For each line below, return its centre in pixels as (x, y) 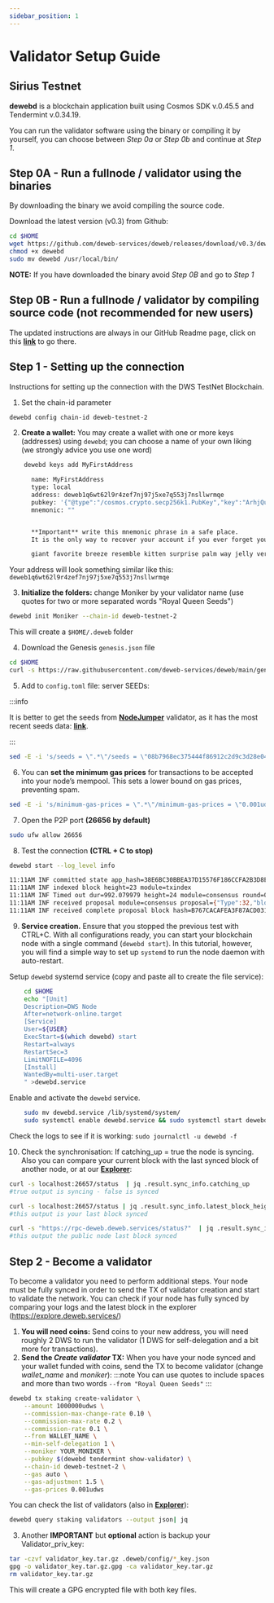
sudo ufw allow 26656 (46, 835)
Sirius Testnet (46, 86)
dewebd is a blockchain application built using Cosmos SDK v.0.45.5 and (132, 106)
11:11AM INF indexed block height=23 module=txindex (100, 888)
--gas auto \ (46, 1474)
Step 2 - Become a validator (81, 1261)
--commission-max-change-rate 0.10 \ (88, 1414)
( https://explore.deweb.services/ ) (65, 1316)
